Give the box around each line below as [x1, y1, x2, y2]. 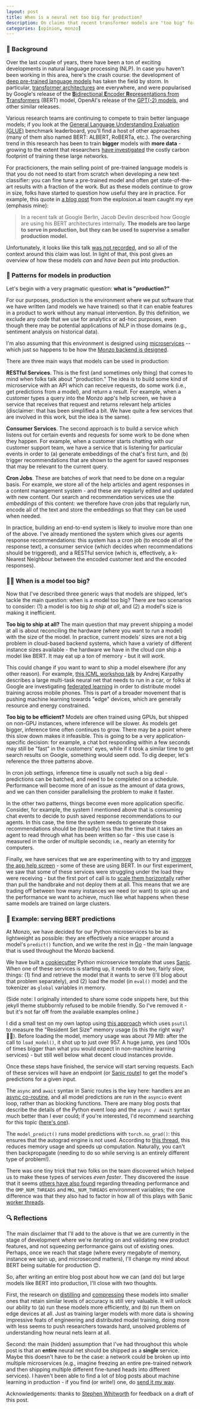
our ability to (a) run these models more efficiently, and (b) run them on [6, 1304, 180, 1311]
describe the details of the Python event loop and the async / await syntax [6, 1106, 190, 1114]
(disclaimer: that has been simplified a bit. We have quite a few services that [6, 407, 193, 414]
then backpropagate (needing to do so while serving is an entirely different [6, 1149, 189, 1156]
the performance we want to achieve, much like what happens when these [6, 894, 189, 901]
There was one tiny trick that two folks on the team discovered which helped [6, 1167, 194, 1174]
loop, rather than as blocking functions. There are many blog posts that [6, 1100, 181, 1107]
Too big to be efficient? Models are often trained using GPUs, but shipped [6, 713, 189, 721]
